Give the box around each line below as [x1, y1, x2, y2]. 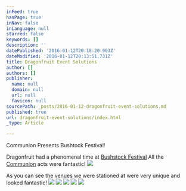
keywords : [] [6, 37, 39, 43]
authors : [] [6, 70, 36, 76]
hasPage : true [6, 14, 42, 20]
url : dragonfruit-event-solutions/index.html [6, 114, 121, 120]
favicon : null [11, 98, 46, 104]
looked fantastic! [6, 179, 48, 186]
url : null [11, 92, 36, 98]
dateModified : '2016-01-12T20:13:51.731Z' [6, 53, 113, 59]
